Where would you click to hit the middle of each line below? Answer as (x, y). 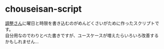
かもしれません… (22, 41)
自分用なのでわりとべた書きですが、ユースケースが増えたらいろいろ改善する (82, 35)
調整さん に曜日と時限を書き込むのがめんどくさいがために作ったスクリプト (80, 23)
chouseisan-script (44, 9)
